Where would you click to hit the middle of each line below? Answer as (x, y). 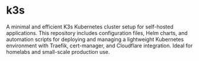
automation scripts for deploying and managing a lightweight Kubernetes (95, 39)
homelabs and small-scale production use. (58, 52)
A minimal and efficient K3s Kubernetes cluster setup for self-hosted (90, 27)
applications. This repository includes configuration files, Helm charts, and (97, 33)
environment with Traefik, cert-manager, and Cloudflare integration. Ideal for (99, 46)
